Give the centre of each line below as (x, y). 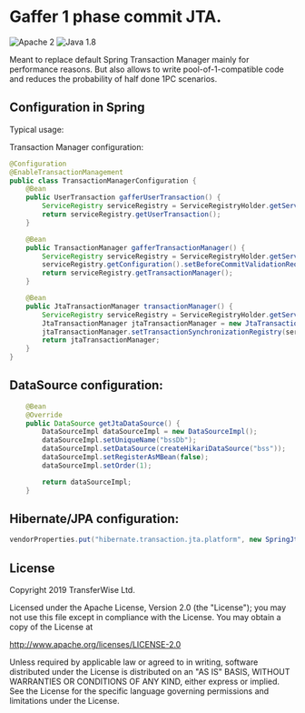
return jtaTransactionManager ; (101, 340)
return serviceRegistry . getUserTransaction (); (132, 215)
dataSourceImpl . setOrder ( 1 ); (97, 466)
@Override (44, 415)
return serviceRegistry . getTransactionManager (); (138, 273)
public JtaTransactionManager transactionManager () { (129, 306)
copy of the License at (51, 627)
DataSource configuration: (86, 385)
